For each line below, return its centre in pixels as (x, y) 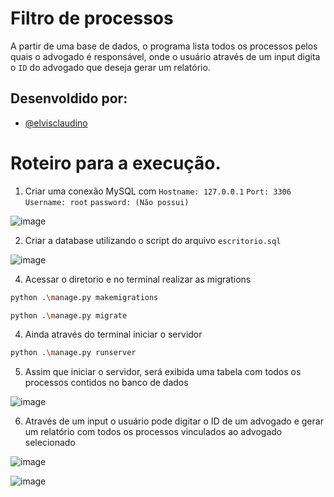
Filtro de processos (92, 18)
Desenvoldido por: (69, 98)
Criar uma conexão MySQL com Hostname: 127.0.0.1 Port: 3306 (158, 191)
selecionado (50, 443)
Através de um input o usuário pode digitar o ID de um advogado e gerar (174, 421)
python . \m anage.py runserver (73, 353)
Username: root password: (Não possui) (107, 202)
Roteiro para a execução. (116, 163)
